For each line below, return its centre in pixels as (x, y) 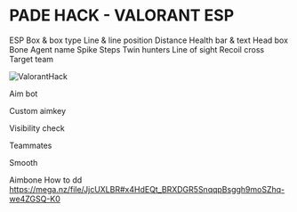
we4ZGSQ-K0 (35, 199)
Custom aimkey (38, 110)
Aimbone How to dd (46, 180)
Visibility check (37, 128)
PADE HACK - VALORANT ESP (122, 16)
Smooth (24, 162)
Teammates (31, 145)
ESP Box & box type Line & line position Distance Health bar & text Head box (149, 40)
